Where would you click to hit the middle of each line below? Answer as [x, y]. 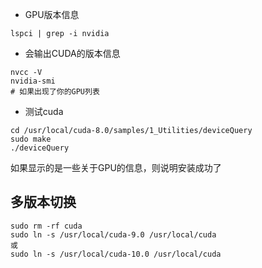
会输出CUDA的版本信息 [72, 53]
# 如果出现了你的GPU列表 [55, 92]
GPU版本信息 [52, 14]
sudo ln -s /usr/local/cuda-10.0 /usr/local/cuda [116, 254]
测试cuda [44, 111]
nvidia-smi [33, 81]
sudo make [31, 139]
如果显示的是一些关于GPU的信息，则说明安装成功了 [116, 167]
